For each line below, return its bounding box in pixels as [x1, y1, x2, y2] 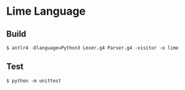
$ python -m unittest [6, 78, 62, 84]
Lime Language [6, 4, 86, 18]
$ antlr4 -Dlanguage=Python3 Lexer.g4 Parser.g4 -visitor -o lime [6, 45, 179, 51]
